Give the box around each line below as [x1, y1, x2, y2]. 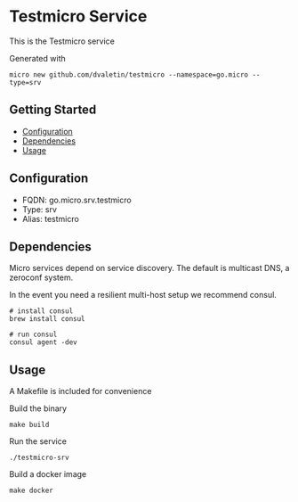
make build [9, 421, 50, 430]
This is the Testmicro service [9, 36, 116, 46]
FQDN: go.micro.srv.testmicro [21, 194, 132, 205]
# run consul [9, 330, 58, 340]
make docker [9, 486, 53, 496]
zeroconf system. [9, 272, 74, 283]
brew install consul [9, 315, 86, 324]
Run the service [9, 436, 67, 447]
